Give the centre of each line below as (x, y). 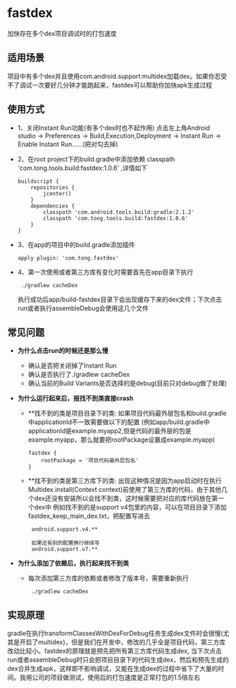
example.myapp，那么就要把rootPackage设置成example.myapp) (122, 440)
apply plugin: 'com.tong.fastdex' (68, 258)
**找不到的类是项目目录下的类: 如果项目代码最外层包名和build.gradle (127, 414)
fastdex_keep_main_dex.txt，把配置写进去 (89, 516)
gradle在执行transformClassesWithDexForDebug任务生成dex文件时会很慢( (115, 634)
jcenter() (57, 193)
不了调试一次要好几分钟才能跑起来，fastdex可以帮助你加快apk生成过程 (110, 85)
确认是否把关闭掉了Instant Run (72, 366)
